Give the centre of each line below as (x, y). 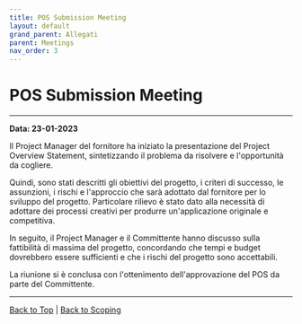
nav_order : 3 (34, 51)
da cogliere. (31, 165)
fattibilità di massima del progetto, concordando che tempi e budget (135, 248)
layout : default (40, 26)
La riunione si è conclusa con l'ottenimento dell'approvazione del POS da (145, 275)
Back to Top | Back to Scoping (65, 310)
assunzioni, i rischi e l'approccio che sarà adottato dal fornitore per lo (138, 192)
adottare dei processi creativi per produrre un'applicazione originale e (139, 211)
